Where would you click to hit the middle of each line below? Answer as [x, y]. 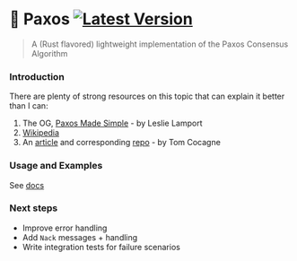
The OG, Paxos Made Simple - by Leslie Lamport [112, 123]
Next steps [34, 208]
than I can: [29, 106]
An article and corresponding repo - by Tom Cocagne [122, 143]
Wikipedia [41, 133]
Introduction [37, 76]
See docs [27, 185]
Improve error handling [65, 228]
